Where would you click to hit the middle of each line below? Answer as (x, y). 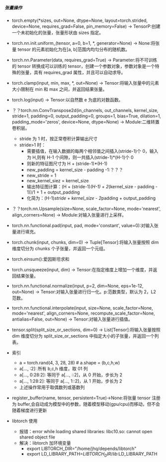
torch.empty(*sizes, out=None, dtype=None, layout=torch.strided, (80, 20)
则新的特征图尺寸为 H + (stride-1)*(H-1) (67, 163)
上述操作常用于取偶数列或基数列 (52, 387)
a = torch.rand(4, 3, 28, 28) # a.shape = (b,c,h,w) (70, 362)
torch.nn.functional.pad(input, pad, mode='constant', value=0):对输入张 (85, 225)
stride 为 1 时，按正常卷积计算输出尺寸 (58, 138)
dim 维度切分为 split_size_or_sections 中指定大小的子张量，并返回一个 (83, 336)
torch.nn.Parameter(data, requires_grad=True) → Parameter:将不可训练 (84, 60)
